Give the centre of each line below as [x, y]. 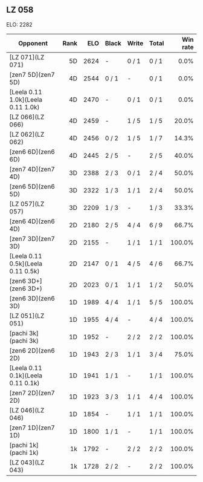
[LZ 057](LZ [27, 204]
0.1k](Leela [26, 376]
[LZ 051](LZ [27, 316]
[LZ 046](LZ [27, 410]
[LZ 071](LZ [27, 57]
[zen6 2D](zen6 [32, 350]
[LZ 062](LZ [27, 134]
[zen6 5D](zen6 [32, 186]
